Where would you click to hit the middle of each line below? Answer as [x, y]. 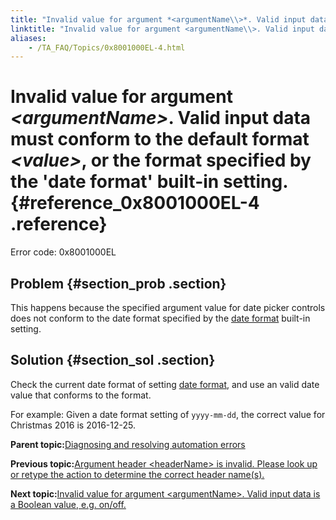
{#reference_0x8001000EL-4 [135, 203]
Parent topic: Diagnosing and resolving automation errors [128, 444]
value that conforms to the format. [81, 395]
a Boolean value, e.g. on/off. [68, 504]
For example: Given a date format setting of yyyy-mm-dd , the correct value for [168, 414]
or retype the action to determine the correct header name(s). [137, 474]
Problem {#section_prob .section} [118, 283]
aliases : [28, 38]
